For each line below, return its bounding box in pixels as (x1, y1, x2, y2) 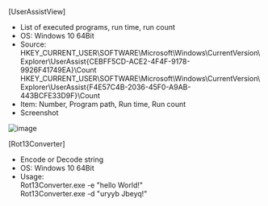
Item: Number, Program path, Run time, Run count (19, 100, 186, 109)
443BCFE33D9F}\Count (19, 91, 101, 100)
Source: (19, 39, 47, 49)
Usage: (19, 172, 44, 181)
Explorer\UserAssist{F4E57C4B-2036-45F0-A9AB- (19, 82, 191, 92)
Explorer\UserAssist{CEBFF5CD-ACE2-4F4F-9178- (19, 56, 191, 66)
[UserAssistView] (8, 7, 66, 16)
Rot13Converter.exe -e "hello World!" (19, 180, 144, 190)
